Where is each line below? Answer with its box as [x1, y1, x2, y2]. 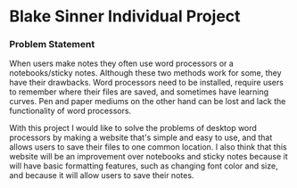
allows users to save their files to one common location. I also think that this [9, 142, 287, 152]
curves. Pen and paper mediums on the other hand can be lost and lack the [9, 96, 286, 107]
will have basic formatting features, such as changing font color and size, [9, 160, 278, 171]
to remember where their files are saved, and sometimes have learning [9, 86, 269, 97]
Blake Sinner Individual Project [9, 6, 241, 27]
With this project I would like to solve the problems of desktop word [9, 123, 257, 134]
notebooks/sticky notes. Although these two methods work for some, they [9, 68, 283, 78]
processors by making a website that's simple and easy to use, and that [9, 132, 273, 143]
